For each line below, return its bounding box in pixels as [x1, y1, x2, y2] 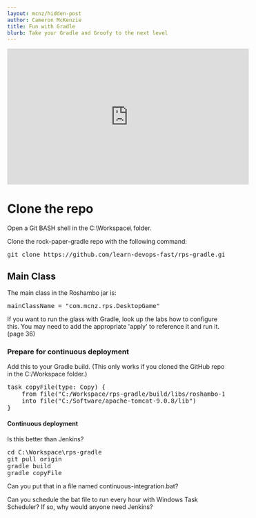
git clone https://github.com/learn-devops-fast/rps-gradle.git [7, 251, 230, 259]
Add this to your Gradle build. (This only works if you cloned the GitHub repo [7, 363, 225, 371]
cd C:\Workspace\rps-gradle [7, 448, 102, 456]
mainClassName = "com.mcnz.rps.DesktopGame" [7, 302, 161, 309]
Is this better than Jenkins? [7, 434, 84, 443]
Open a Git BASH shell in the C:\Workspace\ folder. [7, 224, 152, 232]
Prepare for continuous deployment [7, 347, 130, 356]
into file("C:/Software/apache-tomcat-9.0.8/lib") [21, 397, 197, 405]
